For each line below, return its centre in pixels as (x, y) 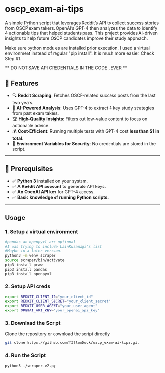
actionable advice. (31, 125)
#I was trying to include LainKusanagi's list (54, 247)
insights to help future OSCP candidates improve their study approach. (77, 38)
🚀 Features (22, 83)
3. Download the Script (33, 323)
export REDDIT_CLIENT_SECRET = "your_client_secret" (58, 301)
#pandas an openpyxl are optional (41, 242)
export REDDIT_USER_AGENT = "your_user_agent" (51, 306)
